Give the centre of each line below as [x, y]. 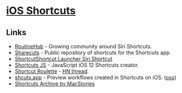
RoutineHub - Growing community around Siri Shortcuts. [83, 46]
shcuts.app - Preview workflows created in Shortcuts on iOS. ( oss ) [95, 77]
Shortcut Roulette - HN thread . [52, 71]
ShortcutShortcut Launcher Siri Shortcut [64, 59]
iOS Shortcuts [41, 11]
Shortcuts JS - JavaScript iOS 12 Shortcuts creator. [77, 65]
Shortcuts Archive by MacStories [55, 84]
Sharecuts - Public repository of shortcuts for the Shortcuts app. [93, 53]
